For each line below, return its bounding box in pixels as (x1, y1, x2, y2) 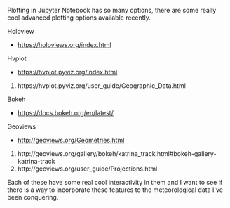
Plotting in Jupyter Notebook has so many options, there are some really (7, 6, 217, 14)
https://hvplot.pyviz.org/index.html (17, 68, 118, 76)
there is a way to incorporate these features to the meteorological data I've (7, 186, 223, 194)
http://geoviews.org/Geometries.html (17, 136, 125, 144)
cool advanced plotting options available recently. (7, 13, 151, 22)
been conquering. (7, 193, 59, 201)
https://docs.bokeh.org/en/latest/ (17, 109, 114, 117)
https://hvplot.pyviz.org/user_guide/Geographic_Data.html (17, 82, 186, 90)
